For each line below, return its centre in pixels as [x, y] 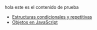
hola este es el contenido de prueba [42, 7]
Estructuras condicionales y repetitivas [52, 17]
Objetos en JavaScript [35, 22]
